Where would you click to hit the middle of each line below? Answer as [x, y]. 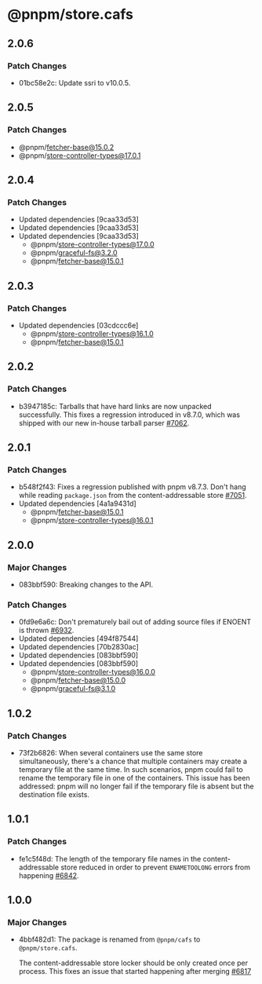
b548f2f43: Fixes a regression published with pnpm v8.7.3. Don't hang [132, 487]
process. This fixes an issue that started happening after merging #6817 [135, 971]
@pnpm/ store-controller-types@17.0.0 [92, 244]
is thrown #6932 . [46, 631]
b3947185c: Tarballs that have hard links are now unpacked [115, 406]
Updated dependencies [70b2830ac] [78, 647]
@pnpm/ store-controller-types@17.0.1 [80, 155]
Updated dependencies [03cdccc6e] [78, 325]
